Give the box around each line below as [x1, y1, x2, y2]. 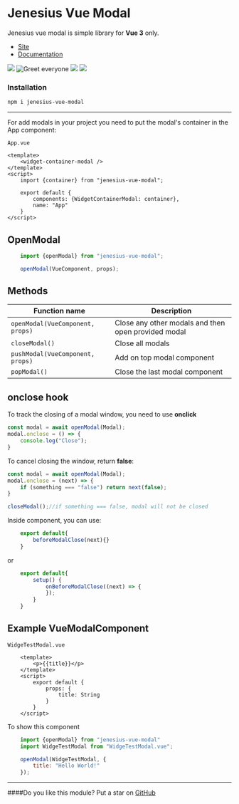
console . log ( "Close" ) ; [20, 437, 87, 444]
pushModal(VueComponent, [11, 350, 95, 358]
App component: [7, 126, 57, 135]
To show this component [7, 722, 80, 731]
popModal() [11, 368, 48, 376]
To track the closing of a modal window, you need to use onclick [7, 410, 197, 419]
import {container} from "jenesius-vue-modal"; [20, 177, 164, 184]
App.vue [7, 140, 31, 147]
